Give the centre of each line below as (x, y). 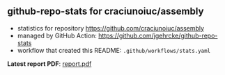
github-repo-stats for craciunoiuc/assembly (106, 11)
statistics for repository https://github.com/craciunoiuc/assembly (110, 28)
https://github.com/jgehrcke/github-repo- (158, 35)
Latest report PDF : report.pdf (49, 64)
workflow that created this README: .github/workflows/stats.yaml (114, 50)
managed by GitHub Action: (57, 35)
